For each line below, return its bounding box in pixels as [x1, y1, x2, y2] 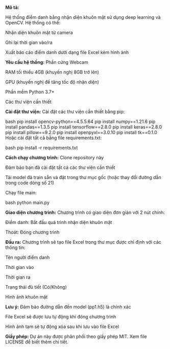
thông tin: [5, 244, 26, 251]
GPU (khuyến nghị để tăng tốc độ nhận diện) [5, 79, 100, 85]
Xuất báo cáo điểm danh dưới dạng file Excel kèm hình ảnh [5, 49, 129, 55]
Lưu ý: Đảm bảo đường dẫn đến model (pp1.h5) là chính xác [5, 304, 131, 310]
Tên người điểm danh [5, 255, 50, 260]
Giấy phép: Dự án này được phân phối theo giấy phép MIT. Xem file [5, 334, 147, 339]
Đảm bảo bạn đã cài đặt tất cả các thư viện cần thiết [5, 164, 115, 170]
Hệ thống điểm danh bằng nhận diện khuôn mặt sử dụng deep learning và [5, 14, 161, 20]
